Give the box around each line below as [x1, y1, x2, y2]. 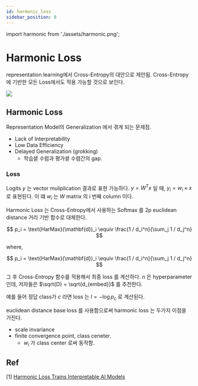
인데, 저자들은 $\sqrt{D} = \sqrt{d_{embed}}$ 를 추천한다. [6, 280, 143, 287]
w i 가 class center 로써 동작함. [23, 339, 95, 348]
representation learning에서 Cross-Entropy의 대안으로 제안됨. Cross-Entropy [6, 71, 189, 78]
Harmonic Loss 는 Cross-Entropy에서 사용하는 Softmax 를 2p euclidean [6, 206, 177, 213]
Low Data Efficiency [14, 142, 64, 149]
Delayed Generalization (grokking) [14, 148, 99, 155]
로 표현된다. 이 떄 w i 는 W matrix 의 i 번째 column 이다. [6, 193, 134, 201]
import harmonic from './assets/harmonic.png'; [6, 30, 120, 37]
